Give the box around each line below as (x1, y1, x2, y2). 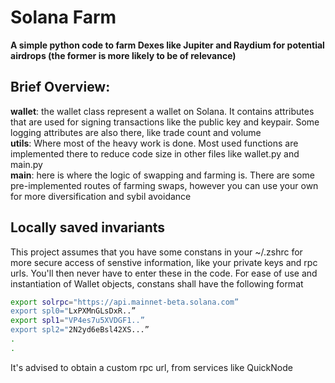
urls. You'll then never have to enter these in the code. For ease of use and (10, 267, 318, 279)
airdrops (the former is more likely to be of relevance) (10, 49, 237, 61)
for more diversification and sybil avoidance (10, 190, 192, 202)
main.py (10, 158, 43, 170)
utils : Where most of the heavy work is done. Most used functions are (10, 137, 299, 149)
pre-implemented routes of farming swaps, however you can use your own (10, 179, 319, 191)
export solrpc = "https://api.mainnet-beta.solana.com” (10, 297, 240, 307)
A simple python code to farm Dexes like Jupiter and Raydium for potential (10, 39, 325, 51)
